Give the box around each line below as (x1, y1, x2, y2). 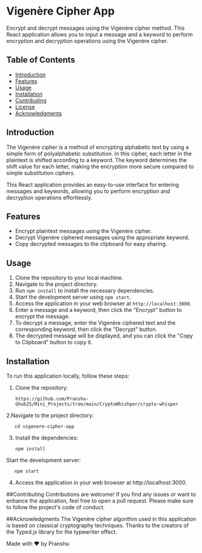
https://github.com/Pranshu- (15, 396, 89, 402)
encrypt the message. (15, 313, 70, 320)
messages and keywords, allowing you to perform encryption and (6, 187, 170, 195)
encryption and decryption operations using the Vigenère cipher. (6, 37, 169, 44)
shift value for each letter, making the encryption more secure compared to (6, 163, 194, 170)
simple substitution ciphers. (6, 169, 76, 177)
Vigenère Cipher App (6, 4, 115, 18)
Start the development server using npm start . (15, 293, 132, 301)
